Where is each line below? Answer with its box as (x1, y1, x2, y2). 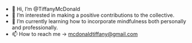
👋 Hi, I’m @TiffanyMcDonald (11, 6, 81, 12)
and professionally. (11, 24, 58, 31)
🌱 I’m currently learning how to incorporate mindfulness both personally (11, 18, 187, 24)
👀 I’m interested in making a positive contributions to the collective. (11, 12, 175, 19)
